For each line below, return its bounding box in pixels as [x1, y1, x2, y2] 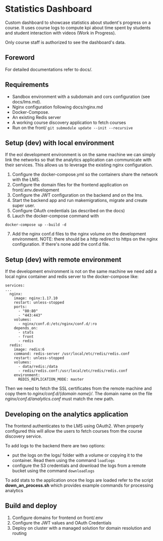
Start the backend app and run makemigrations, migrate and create [12, 198, 147, 203]
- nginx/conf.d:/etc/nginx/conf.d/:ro [18, 321, 97, 326]
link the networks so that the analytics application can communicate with [5, 157, 152, 163]
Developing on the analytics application [5, 410, 128, 418]
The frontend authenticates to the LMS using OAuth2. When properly [5, 423, 144, 429]
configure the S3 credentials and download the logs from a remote [12, 462, 146, 468]
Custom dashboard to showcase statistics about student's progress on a [5, 20, 151, 25]
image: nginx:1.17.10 [14, 296, 58, 301]
